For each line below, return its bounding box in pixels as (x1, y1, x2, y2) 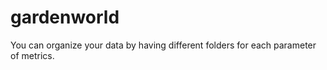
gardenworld (10, 6, 120, 29)
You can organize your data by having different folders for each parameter (10, 39, 317, 51)
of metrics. (10, 49, 55, 61)
